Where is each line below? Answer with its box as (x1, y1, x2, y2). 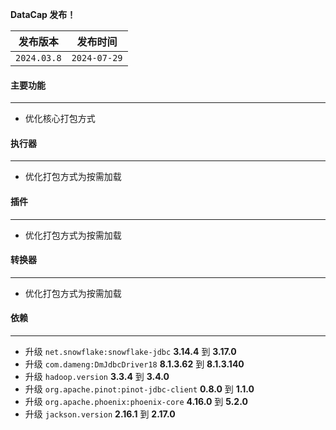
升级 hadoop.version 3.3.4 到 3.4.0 (24, 371, 170, 383)
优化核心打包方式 (24, 113, 96, 125)
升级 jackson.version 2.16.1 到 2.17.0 (24, 408, 176, 420)
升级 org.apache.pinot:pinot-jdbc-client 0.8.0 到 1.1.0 (24, 383, 255, 395)
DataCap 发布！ (10, 9, 77, 20)
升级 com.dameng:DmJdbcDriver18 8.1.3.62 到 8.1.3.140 (24, 358, 245, 370)
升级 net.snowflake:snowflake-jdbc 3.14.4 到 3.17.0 (24, 346, 237, 358)
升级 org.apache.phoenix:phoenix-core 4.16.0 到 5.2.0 (24, 396, 248, 408)
